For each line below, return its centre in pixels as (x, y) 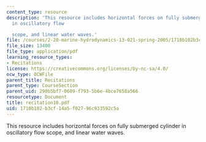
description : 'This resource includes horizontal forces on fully (93, 18)
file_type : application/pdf (42, 52)
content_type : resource (37, 12)
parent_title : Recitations (41, 80)
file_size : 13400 (29, 46)
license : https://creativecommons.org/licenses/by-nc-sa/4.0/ (87, 69)
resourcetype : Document (37, 97)
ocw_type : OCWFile (30, 74)
